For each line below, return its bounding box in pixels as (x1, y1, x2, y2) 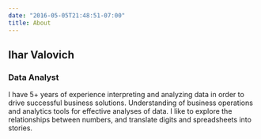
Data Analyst (8, 72, 59, 83)
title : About (8, 19, 51, 27)
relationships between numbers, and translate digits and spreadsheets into (8, 115, 252, 125)
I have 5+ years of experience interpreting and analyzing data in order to (8, 90, 245, 100)
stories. (8, 123, 33, 133)
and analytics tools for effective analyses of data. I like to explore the (8, 107, 233, 116)
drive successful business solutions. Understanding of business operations (8, 98, 253, 107)
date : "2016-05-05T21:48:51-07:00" (8, 11, 126, 20)
